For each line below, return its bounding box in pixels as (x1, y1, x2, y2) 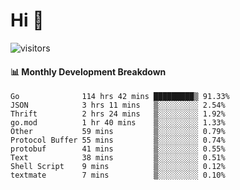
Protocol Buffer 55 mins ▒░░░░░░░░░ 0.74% (10, 135, 226, 146)
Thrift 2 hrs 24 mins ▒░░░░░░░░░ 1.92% (10, 109, 226, 119)
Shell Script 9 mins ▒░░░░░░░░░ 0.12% (10, 162, 226, 172)
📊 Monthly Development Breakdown (10, 65, 167, 78)
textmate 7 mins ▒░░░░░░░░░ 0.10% (10, 170, 226, 181)
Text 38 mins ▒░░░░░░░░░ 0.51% (10, 153, 226, 163)
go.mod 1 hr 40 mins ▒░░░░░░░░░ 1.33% (10, 118, 226, 128)
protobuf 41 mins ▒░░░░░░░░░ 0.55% (10, 144, 226, 154)
